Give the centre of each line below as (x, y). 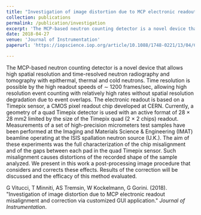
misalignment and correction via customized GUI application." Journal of (96, 200)
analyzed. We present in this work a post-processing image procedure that (98, 163)
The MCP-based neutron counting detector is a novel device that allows (95, 67)
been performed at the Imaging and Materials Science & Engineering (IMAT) (100, 131)
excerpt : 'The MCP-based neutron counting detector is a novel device (96, 29)
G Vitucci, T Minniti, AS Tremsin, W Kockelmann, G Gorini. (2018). (87, 187)
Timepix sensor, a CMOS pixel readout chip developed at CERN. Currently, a (100, 106)
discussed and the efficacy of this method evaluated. (72, 176)
